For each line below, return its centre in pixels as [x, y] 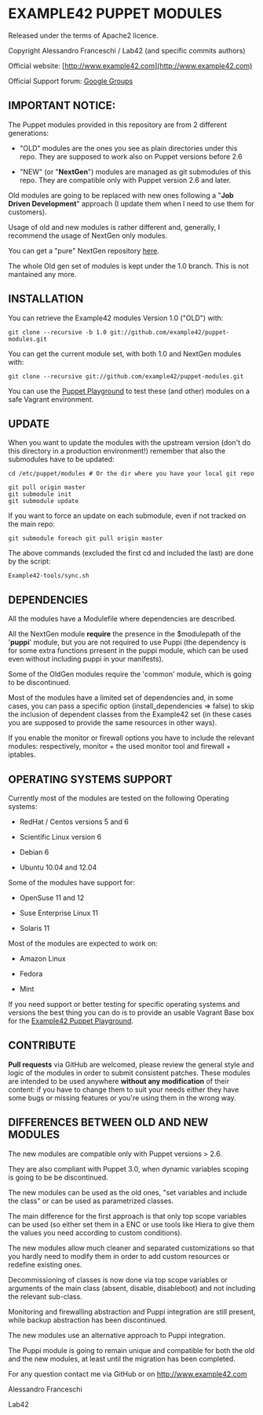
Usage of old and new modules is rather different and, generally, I [114, 227]
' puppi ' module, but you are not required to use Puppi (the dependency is [127, 642]
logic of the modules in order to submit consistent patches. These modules [130, 1073]
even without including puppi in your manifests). [86, 659]
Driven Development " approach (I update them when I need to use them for [131, 203]
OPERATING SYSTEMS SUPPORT [90, 779]
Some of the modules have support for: [71, 883]
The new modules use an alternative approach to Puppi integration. [117, 1335]
